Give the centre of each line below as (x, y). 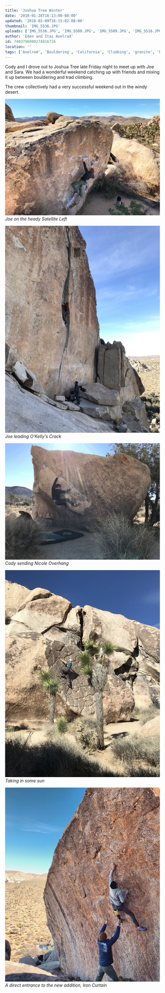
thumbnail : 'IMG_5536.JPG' (33, 26)
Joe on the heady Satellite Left (36, 219)
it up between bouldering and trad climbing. (49, 77)
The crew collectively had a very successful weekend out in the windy (76, 87)
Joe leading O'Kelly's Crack (33, 436)
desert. (12, 92)
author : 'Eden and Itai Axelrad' (39, 36)
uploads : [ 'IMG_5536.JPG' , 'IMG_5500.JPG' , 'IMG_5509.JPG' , (68, 31)
